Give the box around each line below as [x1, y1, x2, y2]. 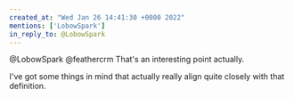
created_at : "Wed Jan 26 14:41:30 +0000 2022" [9, 12, 185, 22]
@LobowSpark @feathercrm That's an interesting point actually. [9, 54, 245, 65]
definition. [9, 81, 46, 92]
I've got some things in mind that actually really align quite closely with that [9, 71, 285, 82]
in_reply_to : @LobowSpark [9, 29, 105, 38]
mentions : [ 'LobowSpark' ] [9, 21, 105, 30]
